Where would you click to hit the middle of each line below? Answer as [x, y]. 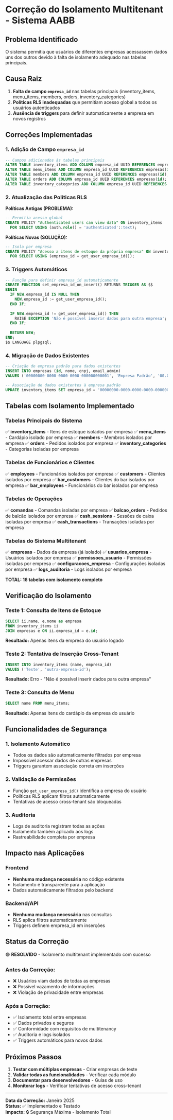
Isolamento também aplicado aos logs [53, 831]
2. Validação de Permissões [41, 779]
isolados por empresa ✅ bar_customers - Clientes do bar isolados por [80, 479]
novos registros [29, 118]
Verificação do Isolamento [48, 596]
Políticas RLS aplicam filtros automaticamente [61, 796]
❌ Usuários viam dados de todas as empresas [62, 981]
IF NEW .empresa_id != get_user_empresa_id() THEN [64, 313]
